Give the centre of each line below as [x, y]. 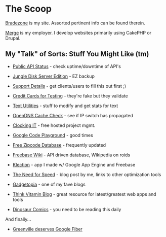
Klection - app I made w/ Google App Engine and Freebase [74, 164]
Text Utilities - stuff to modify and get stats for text [65, 106]
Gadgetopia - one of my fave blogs [49, 184]
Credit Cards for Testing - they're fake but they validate [70, 96]
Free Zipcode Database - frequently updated [59, 145]
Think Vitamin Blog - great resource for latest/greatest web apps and [84, 194]
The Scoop [29, 9]
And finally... [18, 219]
